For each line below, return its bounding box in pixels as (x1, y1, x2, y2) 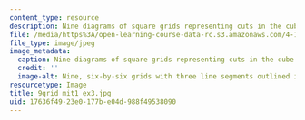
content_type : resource (9, 13, 100, 23)
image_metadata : (9, 47, 71, 56)
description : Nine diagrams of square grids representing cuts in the (9, 22, 282, 31)
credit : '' (17, 64, 59, 73)
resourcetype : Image (9, 80, 88, 89)
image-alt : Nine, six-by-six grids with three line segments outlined (17, 72, 290, 81)
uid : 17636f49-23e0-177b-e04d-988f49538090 (9, 97, 177, 106)
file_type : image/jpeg (9, 38, 95, 48)
